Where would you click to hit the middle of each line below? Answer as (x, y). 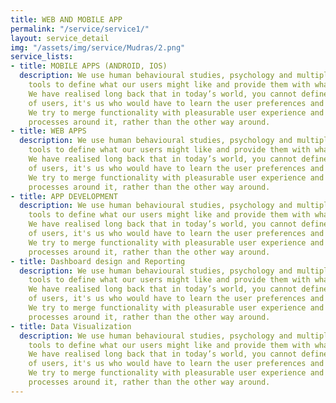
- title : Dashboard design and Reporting (98, 261)
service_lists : (42, 57)
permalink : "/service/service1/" (80, 29)
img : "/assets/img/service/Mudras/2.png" (98, 47)
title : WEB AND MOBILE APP (66, 19)
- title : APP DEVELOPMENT (64, 196)
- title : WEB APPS (48, 131)
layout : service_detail (60, 38)
